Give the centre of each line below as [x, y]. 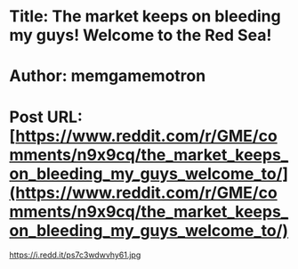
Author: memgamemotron [108, 76]
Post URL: [46, 117]
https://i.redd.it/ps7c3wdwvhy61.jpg [75, 255]
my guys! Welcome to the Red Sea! [141, 35]
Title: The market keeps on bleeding [145, 16]
